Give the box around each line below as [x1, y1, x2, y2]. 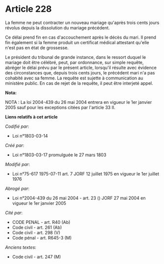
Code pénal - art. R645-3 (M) [12, 235, 72, 240]
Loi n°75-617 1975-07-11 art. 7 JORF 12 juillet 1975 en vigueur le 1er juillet [12, 170, 160, 177]
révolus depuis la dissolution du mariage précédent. [5, 24, 110, 30]
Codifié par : [5, 123, 29, 129]
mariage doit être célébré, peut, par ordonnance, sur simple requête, [5, 59, 144, 65]
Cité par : [5, 210, 23, 216]
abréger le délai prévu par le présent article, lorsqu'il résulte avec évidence [5, 65, 157, 71]
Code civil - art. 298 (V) [12, 229, 60, 236]
